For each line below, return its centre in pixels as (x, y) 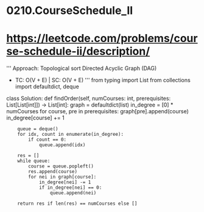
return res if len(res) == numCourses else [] (77, 204)
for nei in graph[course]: (62, 177)
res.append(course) (53, 172)
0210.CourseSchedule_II (70, 11)
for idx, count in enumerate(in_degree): (70, 135)
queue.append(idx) (62, 145)
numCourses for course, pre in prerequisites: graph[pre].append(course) (97, 111)
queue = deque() (38, 129)
